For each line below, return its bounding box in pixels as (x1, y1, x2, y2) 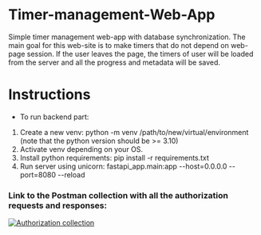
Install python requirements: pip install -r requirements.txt (19, 153, 210, 162)
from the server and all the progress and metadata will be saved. (8, 58, 221, 67)
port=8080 (19, 169, 57, 179)
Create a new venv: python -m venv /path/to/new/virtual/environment (19, 127, 249, 137)
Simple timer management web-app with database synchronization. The (8, 32, 246, 42)
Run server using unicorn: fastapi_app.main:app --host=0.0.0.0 (19, 161, 227, 171)
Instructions (8, 86, 91, 104)
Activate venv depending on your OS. (19, 144, 144, 153)
